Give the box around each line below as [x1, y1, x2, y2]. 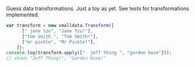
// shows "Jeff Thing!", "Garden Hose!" [6, 55, 107, 61]
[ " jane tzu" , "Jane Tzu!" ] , [21, 28, 93, 34]
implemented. [6, 11, 39, 18]
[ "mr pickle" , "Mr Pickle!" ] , [21, 39, 96, 45]
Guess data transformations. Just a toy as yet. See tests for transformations [6, 5, 190, 12]
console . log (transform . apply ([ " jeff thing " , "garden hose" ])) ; [6, 50, 172, 56]
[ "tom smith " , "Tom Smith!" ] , [21, 33, 99, 39]
